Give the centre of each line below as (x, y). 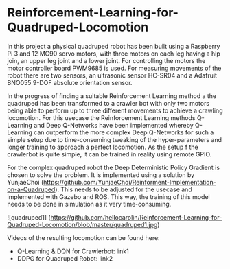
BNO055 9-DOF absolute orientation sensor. (70, 82)
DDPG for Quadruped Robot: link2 (65, 258)
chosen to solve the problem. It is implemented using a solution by (101, 175)
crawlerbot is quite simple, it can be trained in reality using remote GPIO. (110, 154)
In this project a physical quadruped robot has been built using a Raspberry (114, 46)
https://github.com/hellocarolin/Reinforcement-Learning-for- (136, 217)
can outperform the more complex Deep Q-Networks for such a (124, 132)
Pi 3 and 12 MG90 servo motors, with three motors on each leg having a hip (114, 54)
